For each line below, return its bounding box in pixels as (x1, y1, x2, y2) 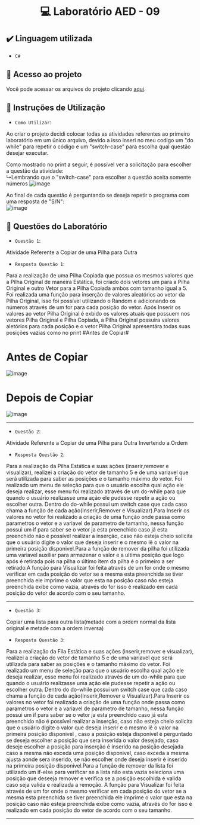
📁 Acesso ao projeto (6, 69, 82, 80)
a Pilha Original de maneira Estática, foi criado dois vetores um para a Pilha (6, 279, 190, 286)
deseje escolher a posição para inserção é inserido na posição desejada (6, 743, 183, 750)
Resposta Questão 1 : (14, 261, 65, 268)
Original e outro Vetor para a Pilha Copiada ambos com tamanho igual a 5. (6, 285, 187, 292)
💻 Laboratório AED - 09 (40, 5, 160, 19)
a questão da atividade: (6, 167, 64, 174)
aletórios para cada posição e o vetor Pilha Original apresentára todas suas (6, 323, 190, 330)
